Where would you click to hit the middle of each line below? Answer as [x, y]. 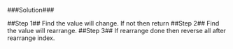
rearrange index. [31, 38]
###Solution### [31, 10]
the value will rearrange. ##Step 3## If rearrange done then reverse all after [116, 31]
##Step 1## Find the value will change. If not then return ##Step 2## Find [113, 23]
